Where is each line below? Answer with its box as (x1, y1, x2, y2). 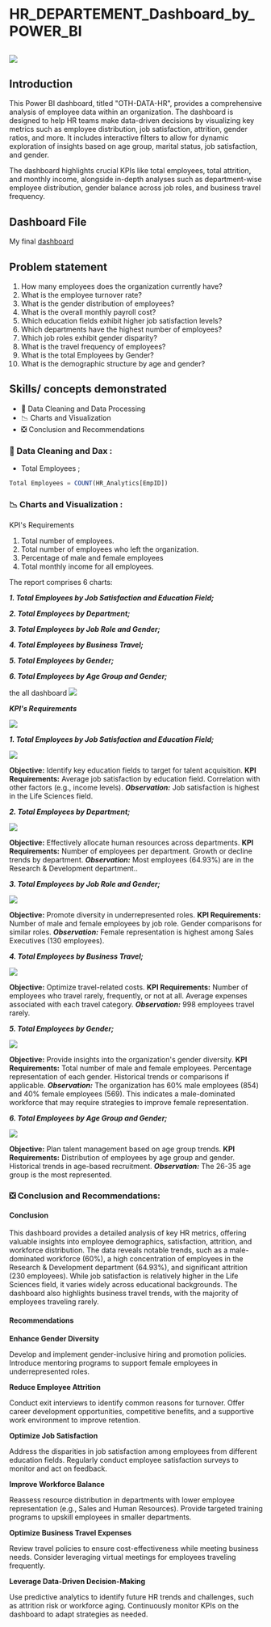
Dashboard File (9, 215, 87, 229)
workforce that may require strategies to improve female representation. (9, 1098, 249, 1108)
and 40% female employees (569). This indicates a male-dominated (9, 1089, 236, 1099)
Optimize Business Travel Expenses (9, 1527, 132, 1537)
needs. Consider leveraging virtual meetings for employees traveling (9, 1552, 236, 1561)
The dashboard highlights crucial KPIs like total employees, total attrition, (9, 166, 252, 176)
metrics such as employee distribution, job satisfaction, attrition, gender (9, 125, 248, 134)
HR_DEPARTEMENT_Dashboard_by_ (9, 5, 255, 23)
